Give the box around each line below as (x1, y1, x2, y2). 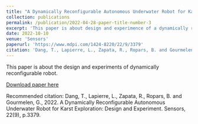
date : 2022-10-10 (6, 31, 49, 37)
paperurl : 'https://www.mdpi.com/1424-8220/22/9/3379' (6, 42, 144, 48)
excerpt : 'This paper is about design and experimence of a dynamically (6, 25, 189, 31)
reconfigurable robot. (6, 69, 58, 77)
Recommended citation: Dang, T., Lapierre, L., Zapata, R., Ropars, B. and (6, 92, 182, 99)
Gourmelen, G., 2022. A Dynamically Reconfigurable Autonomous (6, 99, 166, 106)
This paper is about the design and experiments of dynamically (6, 63, 159, 70)
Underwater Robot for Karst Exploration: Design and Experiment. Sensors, (6, 105, 186, 112)
